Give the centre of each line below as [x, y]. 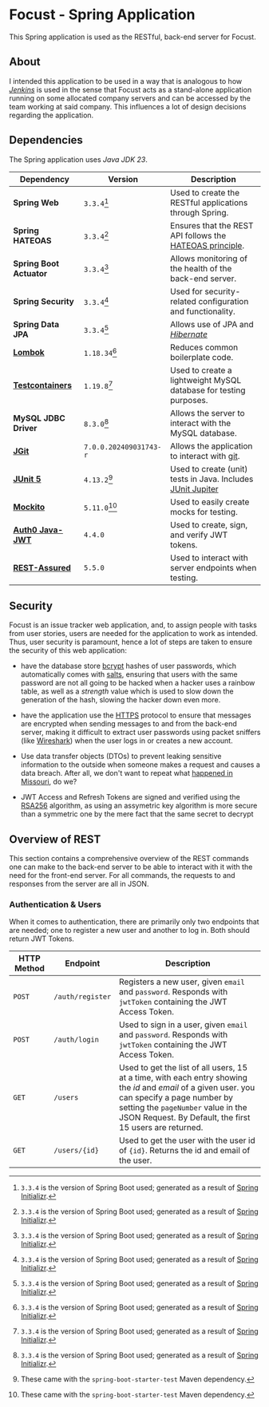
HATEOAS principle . [207, 245]
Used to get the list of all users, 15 [184, 1068]
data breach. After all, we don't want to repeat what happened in [127, 773]
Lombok [29, 352]
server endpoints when [213, 567]
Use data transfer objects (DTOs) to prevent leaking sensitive [121, 757]
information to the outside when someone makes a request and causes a [140, 765]
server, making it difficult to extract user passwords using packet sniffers [140, 733]
